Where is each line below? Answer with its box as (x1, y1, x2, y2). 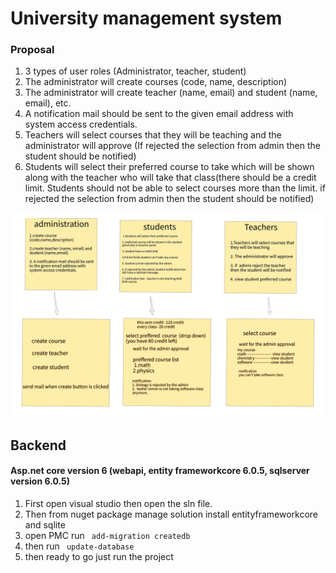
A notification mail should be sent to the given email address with (24, 108, 294, 120)
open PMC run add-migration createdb (24, 529, 191, 541)
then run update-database (24, 540, 135, 552)
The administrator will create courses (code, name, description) (24, 76, 288, 88)
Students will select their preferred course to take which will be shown (24, 161, 315, 173)
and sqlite (24, 518, 66, 531)
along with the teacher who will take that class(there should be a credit (24, 172, 317, 184)
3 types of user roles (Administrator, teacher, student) (24, 65, 247, 77)
